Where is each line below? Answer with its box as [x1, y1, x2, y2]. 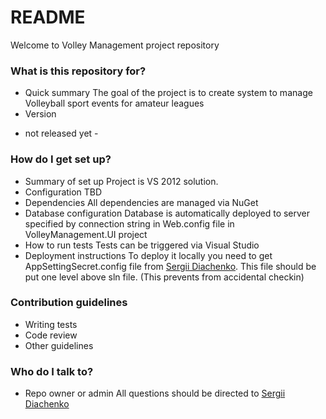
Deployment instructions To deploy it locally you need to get [24, 249, 273, 261]
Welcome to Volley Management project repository [10, 39, 220, 51]
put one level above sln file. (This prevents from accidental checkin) [24, 271, 305, 283]
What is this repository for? [10, 64, 147, 78]
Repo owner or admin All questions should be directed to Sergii [24, 387, 286, 400]
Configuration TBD [24, 186, 103, 198]
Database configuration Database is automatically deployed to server [24, 207, 311, 219]
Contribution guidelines [10, 296, 128, 310]
